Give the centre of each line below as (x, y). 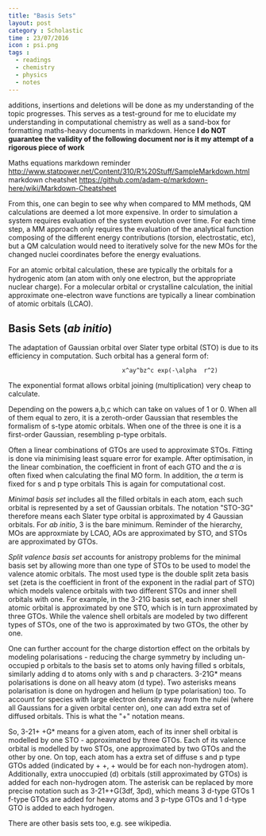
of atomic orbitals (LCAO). (51, 303)
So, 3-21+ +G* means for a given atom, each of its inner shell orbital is (123, 732)
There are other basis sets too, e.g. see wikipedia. (90, 823)
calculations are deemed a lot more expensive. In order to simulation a (123, 212)
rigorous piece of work (46, 147)
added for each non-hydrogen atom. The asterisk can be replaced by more (131, 783)
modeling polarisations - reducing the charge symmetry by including (120, 657)
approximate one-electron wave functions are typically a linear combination (132, 295)
